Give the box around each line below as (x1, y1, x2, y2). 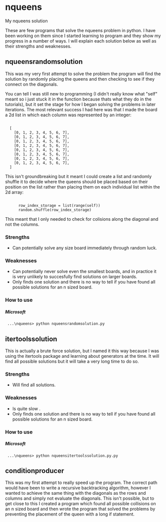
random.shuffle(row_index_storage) (18, 207, 92, 212)
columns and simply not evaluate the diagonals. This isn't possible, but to (5, 495, 155, 501)
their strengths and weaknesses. (5, 43, 72, 49)
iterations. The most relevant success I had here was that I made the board (5, 106, 158, 112)
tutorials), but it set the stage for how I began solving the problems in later (5, 101, 156, 107)
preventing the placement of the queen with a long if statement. (5, 511, 135, 517)
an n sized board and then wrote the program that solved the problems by (5, 506, 156, 512)
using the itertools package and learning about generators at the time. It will (5, 353, 160, 359)
